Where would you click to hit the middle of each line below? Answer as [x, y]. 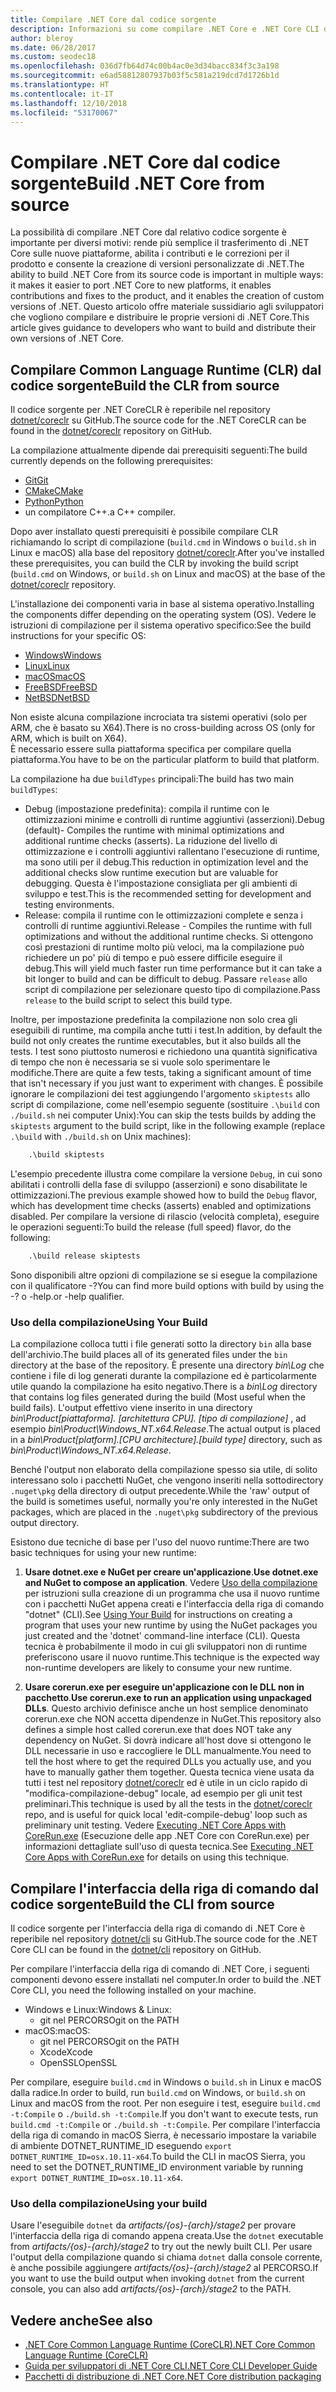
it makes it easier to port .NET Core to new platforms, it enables [141, 285]
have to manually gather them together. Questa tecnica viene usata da [169, 1772]
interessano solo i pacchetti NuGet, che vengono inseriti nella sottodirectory [167, 1480]
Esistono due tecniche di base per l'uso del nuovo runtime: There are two [160, 1542]
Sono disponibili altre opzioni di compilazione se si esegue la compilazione [164, 1275]
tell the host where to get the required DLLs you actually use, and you [168, 1762]
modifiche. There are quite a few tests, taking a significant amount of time [161, 1073]
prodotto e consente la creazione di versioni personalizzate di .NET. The [157, 264]
